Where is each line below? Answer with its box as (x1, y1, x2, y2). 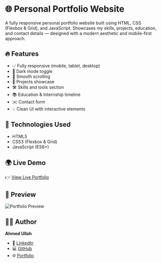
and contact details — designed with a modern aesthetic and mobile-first (5, 30, 152, 36)
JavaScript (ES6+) (12, 143, 49, 150)
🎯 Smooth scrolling (12, 73, 50, 79)
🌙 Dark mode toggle (12, 68, 53, 74)
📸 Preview (5, 190, 36, 199)
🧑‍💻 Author (5, 217, 37, 226)
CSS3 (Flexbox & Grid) (12, 139, 58, 144)
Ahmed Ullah (5, 231, 32, 236)
